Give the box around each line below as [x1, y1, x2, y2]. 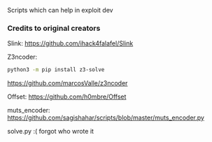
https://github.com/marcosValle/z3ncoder [7, 79, 128, 87]
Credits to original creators [7, 23, 101, 33]
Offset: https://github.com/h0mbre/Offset [7, 92, 127, 101]
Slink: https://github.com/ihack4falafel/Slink [7, 39, 134, 48]
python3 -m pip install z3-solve [7, 66, 105, 73]
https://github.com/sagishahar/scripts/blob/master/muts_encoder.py [7, 113, 205, 122]
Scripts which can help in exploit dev [7, 6, 113, 14]
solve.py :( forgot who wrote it [7, 127, 94, 136]
